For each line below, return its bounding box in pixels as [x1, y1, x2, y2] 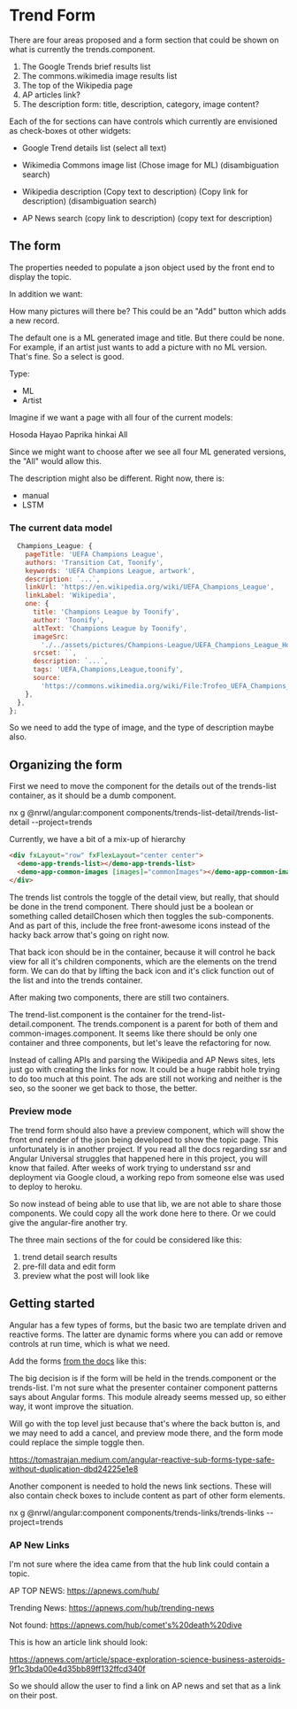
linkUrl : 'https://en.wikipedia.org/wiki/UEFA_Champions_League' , [25, 583, 275, 592]
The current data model [9, 522, 113, 534]
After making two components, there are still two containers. [9, 992, 230, 1002]
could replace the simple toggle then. [9, 1436, 145, 1448]
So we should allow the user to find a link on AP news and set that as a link [9, 1681, 281, 1691]
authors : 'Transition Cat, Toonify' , [25, 558, 164, 567]
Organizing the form [9, 757, 123, 772]
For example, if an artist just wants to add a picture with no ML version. [9, 342, 268, 352]
